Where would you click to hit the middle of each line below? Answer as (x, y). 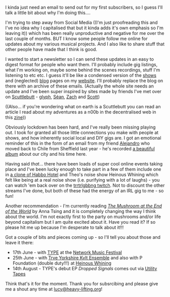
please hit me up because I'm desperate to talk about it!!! (65, 227)
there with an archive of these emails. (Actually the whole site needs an (80, 86)
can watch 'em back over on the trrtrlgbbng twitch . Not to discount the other (85, 185)
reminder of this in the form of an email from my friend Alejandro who (78, 143)
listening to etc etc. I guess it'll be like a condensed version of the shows (81, 75)
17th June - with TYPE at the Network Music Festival (67, 252)
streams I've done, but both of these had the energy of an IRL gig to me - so (84, 191)
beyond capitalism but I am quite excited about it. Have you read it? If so (80, 222)
